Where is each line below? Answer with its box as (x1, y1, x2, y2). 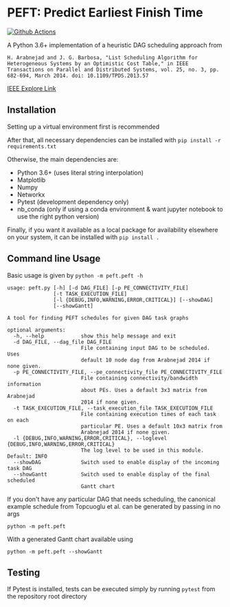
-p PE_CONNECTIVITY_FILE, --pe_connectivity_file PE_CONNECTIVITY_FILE (13, 368, 223, 375)
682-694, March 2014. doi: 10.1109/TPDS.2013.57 (7, 72, 149, 79)
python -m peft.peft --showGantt (7, 548, 103, 555)
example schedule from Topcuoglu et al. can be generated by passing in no (7, 502, 221, 510)
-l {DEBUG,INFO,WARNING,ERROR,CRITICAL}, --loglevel (13, 434, 168, 441)
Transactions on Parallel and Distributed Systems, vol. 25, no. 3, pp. (7, 66, 220, 73)
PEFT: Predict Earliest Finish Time (7, 5, 204, 21)
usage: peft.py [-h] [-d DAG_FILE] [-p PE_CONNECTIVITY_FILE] (7, 284, 189, 291)
